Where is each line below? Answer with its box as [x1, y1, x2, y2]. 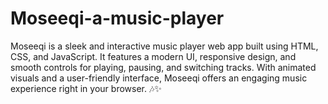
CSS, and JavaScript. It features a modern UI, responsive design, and [10, 50, 297, 62]
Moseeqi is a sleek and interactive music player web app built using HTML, [10, 40, 319, 52]
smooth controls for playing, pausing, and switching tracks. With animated [10, 61, 317, 73]
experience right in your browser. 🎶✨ [10, 82, 162, 94]
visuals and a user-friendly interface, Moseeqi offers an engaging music [10, 72, 308, 84]
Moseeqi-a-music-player [10, 7, 225, 30]
